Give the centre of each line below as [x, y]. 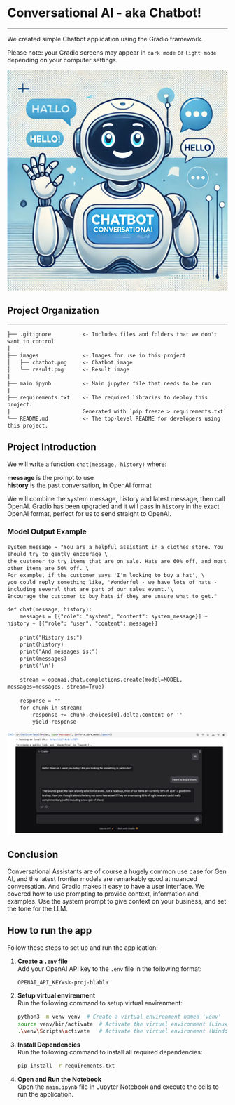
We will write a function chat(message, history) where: [87, 464]
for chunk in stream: [51, 708]
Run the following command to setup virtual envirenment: [100, 1003]
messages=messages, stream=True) [56, 687]
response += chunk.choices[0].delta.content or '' [108, 715]
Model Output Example [47, 531]
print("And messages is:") [59, 651]
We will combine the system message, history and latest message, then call [116, 498]
